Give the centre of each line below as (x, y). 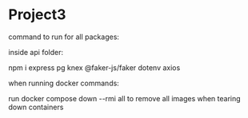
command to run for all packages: (64, 37)
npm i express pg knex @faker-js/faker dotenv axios (94, 67)
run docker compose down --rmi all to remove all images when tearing (125, 98)
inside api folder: (36, 52)
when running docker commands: (64, 83)
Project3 (37, 15)
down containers (36, 107)
